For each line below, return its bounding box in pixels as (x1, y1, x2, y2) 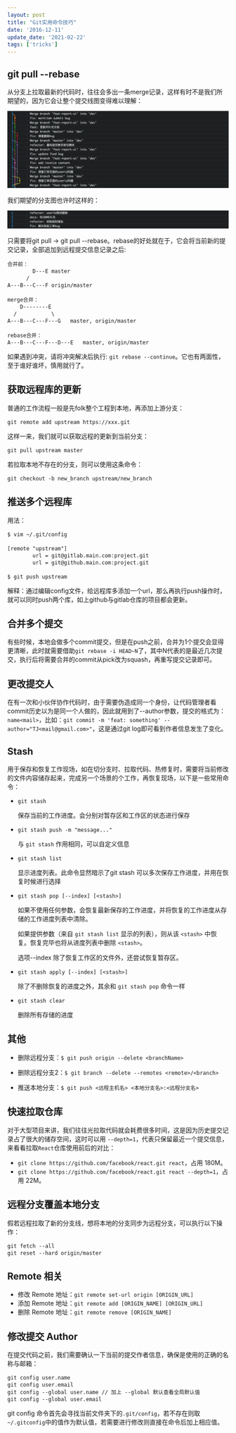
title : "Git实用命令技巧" (7, 18, 77, 26)
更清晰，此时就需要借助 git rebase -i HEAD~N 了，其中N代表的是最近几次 (7, 647, 216, 655)
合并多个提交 (7, 618, 63, 630)
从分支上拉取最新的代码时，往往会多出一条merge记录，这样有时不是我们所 (7, 87, 223, 96)
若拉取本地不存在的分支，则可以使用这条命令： (7, 460, 143, 469)
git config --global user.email (7, 1396, 102, 1403)
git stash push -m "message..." (17, 826, 112, 834)
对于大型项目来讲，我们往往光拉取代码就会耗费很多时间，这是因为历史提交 (7, 1126, 223, 1134)
